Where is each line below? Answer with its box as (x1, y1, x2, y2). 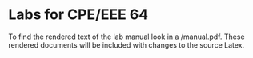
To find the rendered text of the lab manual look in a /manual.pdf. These (8, 32, 246, 41)
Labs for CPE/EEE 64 (8, 6, 149, 24)
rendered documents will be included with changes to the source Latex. (8, 40, 245, 49)
